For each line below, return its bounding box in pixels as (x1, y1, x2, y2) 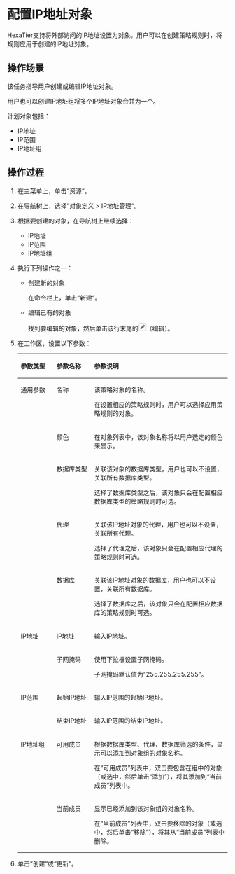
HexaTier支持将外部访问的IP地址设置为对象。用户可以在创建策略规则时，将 (7, 31, 222, 39)
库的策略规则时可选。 (94, 609, 156, 617)
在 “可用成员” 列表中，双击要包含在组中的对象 (94, 763, 222, 772)
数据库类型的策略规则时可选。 (94, 497, 180, 505)
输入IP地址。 (94, 632, 131, 640)
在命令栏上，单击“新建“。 (27, 293, 101, 302)
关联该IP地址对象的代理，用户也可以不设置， (94, 520, 222, 529)
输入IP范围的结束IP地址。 (94, 716, 167, 725)
